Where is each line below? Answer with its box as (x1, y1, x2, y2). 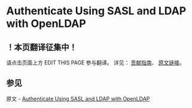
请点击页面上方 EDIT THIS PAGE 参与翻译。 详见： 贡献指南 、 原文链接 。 (6, 59, 185, 66)
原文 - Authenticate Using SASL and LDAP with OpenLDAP (6, 95, 150, 102)
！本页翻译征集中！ (6, 42, 77, 52)
